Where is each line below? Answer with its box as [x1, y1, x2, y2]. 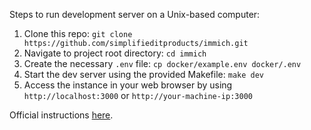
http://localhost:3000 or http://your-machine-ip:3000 [23, 90, 253, 101]
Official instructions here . [9, 109, 114, 121]
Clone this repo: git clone [23, 28, 133, 39]
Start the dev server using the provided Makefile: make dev [23, 69, 264, 80]
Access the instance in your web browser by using [23, 79, 233, 91]
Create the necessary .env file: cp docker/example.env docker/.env [23, 58, 302, 69]
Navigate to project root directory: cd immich [23, 47, 207, 59]
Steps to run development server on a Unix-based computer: [9, 9, 261, 20]
